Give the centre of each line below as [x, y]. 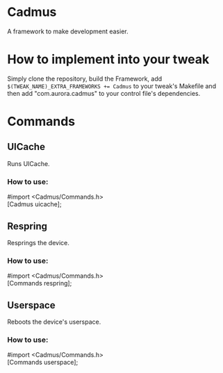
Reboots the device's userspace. [54, 322]
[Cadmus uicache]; [34, 204]
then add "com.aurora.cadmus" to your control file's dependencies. [104, 93]
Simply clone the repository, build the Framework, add [85, 78]
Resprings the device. [38, 242]
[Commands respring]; [40, 283]
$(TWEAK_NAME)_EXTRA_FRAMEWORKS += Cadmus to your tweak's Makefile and [112, 86]
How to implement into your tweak [108, 59]
